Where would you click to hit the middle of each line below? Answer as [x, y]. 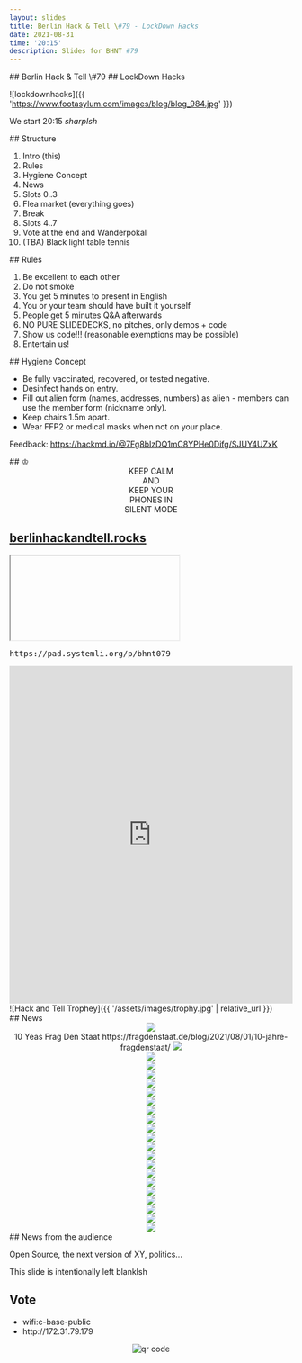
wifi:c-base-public [57, 1322]
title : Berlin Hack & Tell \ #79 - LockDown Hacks [104, 26]
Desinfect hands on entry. [70, 389]
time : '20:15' [36, 43]
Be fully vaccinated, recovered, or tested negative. [115, 379]
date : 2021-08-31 [42, 34]
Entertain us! [46, 344]
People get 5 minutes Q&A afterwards [92, 315]
